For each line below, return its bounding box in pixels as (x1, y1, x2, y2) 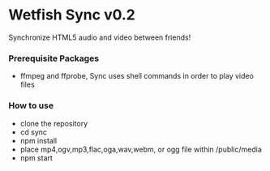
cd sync (19, 127, 47, 137)
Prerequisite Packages (8, 53, 100, 64)
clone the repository (19, 118, 88, 128)
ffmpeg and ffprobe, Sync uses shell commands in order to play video (19, 71, 254, 81)
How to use (8, 100, 54, 111)
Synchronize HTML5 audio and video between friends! (8, 32, 191, 42)
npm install (19, 135, 58, 145)
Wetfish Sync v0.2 (8, 6, 135, 24)
